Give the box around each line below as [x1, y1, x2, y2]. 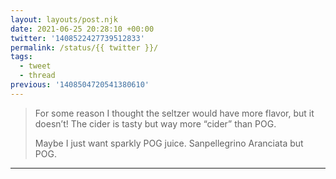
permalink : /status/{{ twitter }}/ [10, 42, 159, 53]
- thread [19, 71, 56, 81]
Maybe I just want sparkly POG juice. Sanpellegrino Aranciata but [34, 137, 304, 149]
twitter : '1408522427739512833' [10, 33, 145, 43]
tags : [10, 52, 33, 62]
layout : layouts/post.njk [10, 14, 118, 25]
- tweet [19, 61, 52, 71]
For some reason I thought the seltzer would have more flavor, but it [34, 107, 315, 119]
